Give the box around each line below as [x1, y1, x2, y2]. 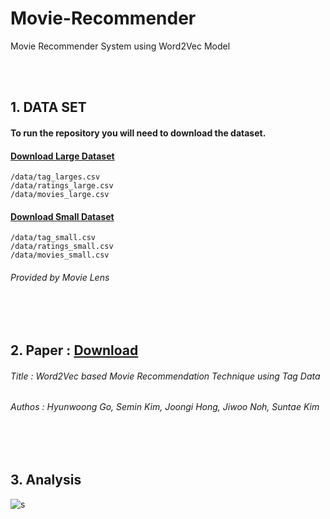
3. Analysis [10, 472, 82, 489]
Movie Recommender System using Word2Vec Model [10, 40, 231, 52]
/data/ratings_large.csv [10, 181, 114, 191]
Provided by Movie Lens [10, 271, 110, 283]
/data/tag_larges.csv [10, 172, 101, 182]
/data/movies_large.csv [10, 190, 110, 200]
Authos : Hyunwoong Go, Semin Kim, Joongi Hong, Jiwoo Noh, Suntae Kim [10, 401, 320, 413]
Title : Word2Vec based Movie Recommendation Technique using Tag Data [10, 370, 321, 382]
